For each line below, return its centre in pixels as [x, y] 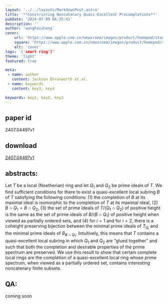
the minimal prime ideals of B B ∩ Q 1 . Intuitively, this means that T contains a [82, 234]
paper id [18, 118]
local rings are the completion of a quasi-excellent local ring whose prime [81, 257]
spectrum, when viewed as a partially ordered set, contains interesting [77, 263]
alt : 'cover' [28, 47]
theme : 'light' [21, 56]
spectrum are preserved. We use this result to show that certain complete [81, 252]
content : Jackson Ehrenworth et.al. [50, 79]
